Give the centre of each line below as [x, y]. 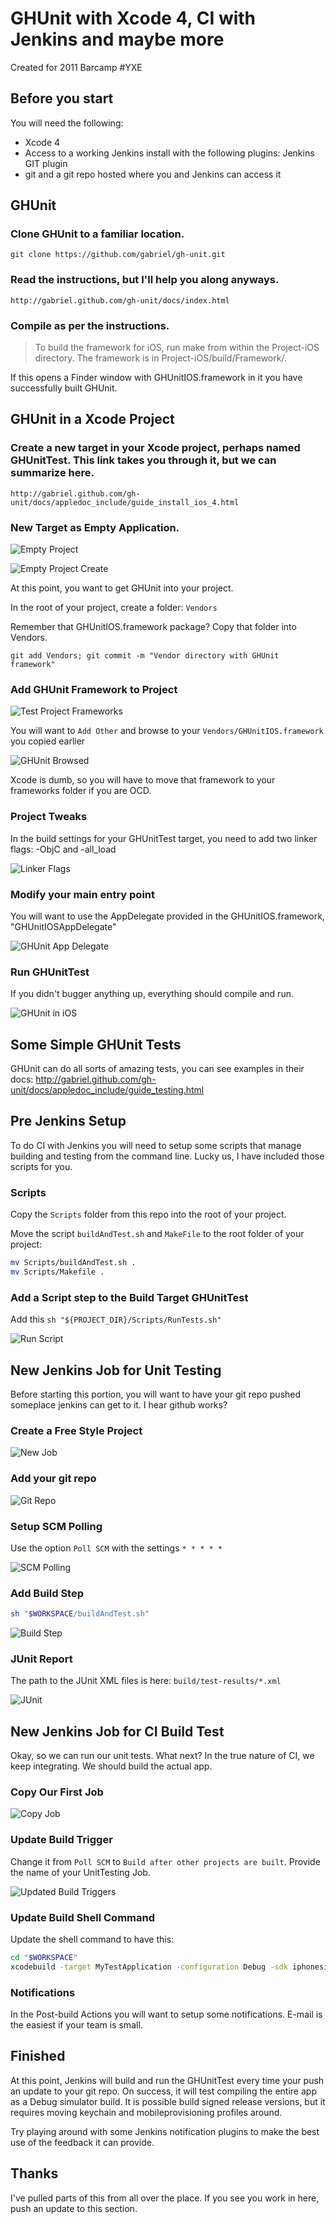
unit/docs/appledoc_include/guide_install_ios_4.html [125, 502]
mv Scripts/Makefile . [57, 1272]
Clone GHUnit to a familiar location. [97, 234]
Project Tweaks [49, 817]
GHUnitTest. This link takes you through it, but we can [143, 460]
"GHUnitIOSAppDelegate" [63, 926]
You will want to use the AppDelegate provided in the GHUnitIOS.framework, [167, 916]
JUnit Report [41, 1659]
